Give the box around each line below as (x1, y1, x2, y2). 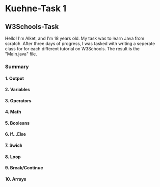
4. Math (5, 109, 21, 115)
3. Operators (5, 97, 32, 103)
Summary (5, 63, 29, 70)
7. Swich (5, 142, 23, 148)
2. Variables (5, 87, 30, 93)
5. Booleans (5, 120, 30, 126)
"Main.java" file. (5, 51, 38, 57)
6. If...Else (5, 131, 26, 137)
